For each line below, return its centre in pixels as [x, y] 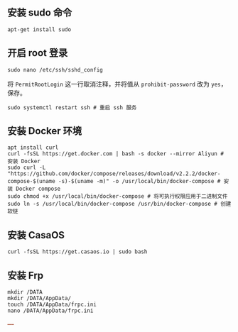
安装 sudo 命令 [40, 13]
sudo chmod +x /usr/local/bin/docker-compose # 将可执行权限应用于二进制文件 [118, 197]
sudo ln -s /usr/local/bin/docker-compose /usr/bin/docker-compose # [113, 204]
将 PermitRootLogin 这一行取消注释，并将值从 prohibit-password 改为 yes [114, 84]
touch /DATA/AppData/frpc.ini [52, 305]
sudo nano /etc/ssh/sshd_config [55, 70]
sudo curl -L [27, 168]
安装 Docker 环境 [45, 131]
